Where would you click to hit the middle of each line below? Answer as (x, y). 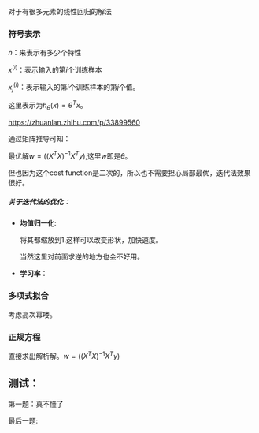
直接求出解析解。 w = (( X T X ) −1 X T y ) (64, 355)
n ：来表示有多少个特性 (45, 53)
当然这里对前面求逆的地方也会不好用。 (81, 257)
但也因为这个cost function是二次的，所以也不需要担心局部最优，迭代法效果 (129, 173)
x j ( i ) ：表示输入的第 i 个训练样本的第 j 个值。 (74, 87)
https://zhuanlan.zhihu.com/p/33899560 (74, 122)
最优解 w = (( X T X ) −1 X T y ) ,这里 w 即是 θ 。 (70, 155)
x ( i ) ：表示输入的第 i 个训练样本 (55, 69)
